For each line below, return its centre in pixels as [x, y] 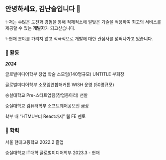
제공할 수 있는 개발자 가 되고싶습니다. [40, 28]
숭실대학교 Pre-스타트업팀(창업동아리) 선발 [46, 95]
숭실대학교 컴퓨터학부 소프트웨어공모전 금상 [47, 106]
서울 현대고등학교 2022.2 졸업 [34, 142]
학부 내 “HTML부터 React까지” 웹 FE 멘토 [45, 116]
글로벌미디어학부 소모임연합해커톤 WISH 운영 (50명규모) [60, 85]
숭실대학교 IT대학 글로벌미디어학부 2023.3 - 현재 [53, 153]
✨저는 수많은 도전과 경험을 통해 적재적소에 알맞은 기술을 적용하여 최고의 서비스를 [83, 22]
